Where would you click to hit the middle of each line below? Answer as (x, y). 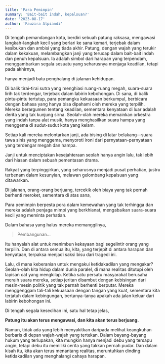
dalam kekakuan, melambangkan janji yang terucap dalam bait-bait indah (80, 53)
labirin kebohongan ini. (28, 301)
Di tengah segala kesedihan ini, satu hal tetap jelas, (57, 311)
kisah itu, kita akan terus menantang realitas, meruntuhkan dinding (73, 351)
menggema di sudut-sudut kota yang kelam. (50, 125)
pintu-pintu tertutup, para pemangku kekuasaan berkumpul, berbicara (76, 99)
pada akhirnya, (20, 69)
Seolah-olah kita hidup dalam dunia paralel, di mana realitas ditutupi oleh (79, 269)
